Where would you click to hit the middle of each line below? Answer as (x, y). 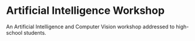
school (14, 32)
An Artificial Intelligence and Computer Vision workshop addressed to (90, 27)
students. (35, 32)
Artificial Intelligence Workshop (85, 11)
